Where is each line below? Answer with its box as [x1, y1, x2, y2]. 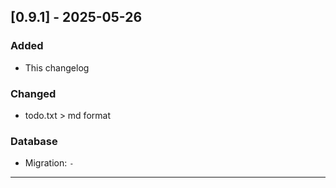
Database [10, 134, 58, 148]
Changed [10, 86, 57, 100]
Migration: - [24, 157, 75, 169]
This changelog [24, 61, 90, 74]
